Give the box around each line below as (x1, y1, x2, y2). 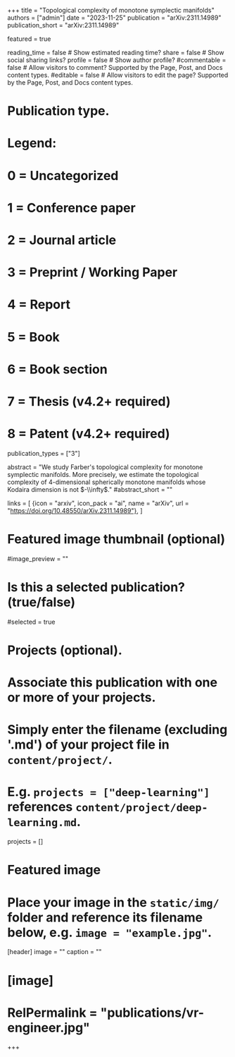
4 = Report (7, 296, 70, 313)
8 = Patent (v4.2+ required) (7, 426, 170, 442)
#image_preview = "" (7, 554, 69, 563)
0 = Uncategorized (7, 167, 119, 183)
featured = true (7, 35, 51, 43)
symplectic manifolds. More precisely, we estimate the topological (7, 470, 199, 478)
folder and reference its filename (7, 910, 203, 925)
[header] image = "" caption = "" (7, 948, 102, 956)
